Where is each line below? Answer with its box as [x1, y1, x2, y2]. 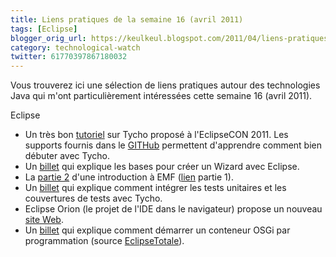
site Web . [24, 214, 64, 226]
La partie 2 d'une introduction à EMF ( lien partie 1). [24, 171, 234, 183]
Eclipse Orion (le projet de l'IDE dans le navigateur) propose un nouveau [24, 203, 323, 215]
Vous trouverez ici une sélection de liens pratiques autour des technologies [10, 79, 321, 91]
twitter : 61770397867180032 [10, 52, 128, 62]
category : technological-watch [10, 42, 141, 53]
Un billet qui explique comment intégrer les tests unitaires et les [24, 182, 287, 194]
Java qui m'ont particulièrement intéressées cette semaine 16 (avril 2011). [10, 90, 313, 102]
